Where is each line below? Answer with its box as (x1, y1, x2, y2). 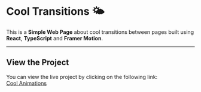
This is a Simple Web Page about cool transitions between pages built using (6, 28, 194, 36)
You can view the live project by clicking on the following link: (6, 73, 158, 80)
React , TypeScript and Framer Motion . (6, 34, 103, 42)
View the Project (6, 58, 69, 68)
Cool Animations (6, 80, 47, 87)
